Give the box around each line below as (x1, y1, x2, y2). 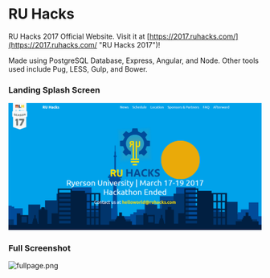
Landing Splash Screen (8, 84, 100, 95)
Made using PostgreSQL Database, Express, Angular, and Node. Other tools (8, 56, 260, 65)
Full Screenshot (8, 243, 71, 254)
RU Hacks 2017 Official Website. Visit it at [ (8, 31, 150, 41)
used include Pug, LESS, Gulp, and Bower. (8, 64, 148, 73)
